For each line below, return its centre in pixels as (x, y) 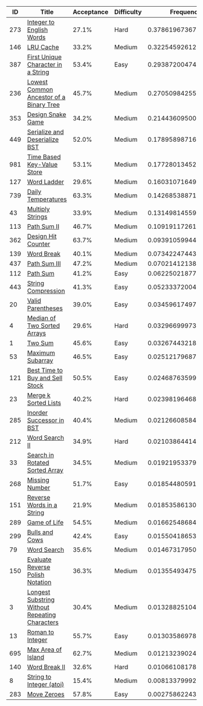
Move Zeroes (46, 694)
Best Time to (45, 370)
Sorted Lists (44, 403)
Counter (38, 244)
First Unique (44, 57)
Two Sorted (43, 325)
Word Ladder (46, 182)
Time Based (44, 157)
